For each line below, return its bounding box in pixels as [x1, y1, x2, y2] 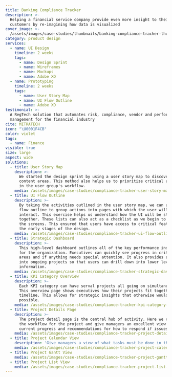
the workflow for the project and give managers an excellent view [18, 321, 166, 326]
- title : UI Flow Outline [10, 193, 66, 198]
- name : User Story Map [18, 93, 70, 98]
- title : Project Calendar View [10, 336, 79, 341]
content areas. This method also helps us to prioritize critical [18, 179, 164, 184]
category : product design [5, 36, 60, 41]
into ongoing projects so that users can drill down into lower [18, 259, 159, 265]
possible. [18, 298, 40, 303]
